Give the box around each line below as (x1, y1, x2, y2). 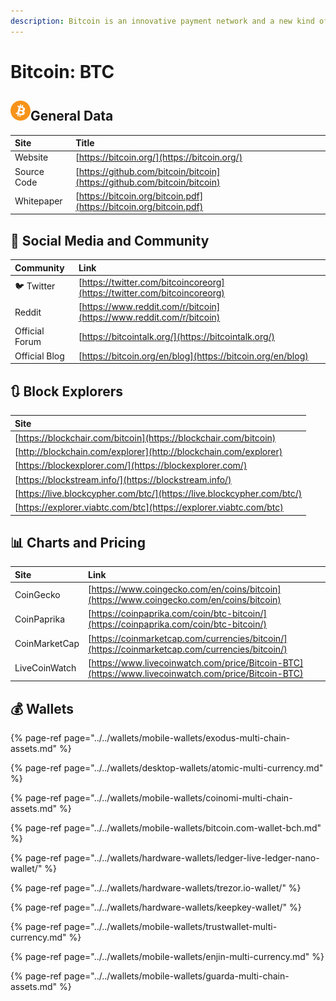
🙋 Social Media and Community (10, 232, 210, 249)
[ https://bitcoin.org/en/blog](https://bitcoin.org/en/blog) (78, 350, 309, 362)
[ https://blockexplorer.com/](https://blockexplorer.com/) (14, 460, 248, 472)
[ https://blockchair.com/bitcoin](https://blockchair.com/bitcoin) (14, 431, 277, 444)
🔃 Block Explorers (10, 383, 124, 400)
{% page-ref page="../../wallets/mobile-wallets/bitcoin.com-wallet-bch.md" (10, 822, 322, 834)
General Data (30, 108, 114, 125)
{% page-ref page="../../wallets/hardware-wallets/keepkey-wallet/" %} (10, 901, 302, 914)
